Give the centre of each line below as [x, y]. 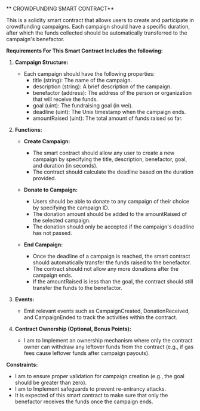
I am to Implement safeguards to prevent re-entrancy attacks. [90, 389]
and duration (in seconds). [65, 166]
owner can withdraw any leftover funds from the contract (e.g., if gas [109, 347]
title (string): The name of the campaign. [82, 80]
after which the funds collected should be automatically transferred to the [97, 33]
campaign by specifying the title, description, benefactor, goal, [110, 159]
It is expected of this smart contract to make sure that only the [91, 395]
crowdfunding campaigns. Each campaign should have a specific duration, [98, 27]
